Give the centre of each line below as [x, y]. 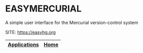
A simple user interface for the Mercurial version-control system [72, 22]
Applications [23, 44]
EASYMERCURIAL [43, 9]
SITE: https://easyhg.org [31, 32]
